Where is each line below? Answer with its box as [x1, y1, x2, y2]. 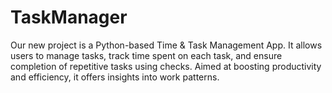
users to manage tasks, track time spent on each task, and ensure [10, 49, 283, 61]
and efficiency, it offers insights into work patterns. [10, 71, 220, 83]
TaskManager [10, 6, 128, 29]
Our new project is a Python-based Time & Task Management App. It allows [10, 39, 323, 51]
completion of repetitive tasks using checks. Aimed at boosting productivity [10, 60, 322, 72]
